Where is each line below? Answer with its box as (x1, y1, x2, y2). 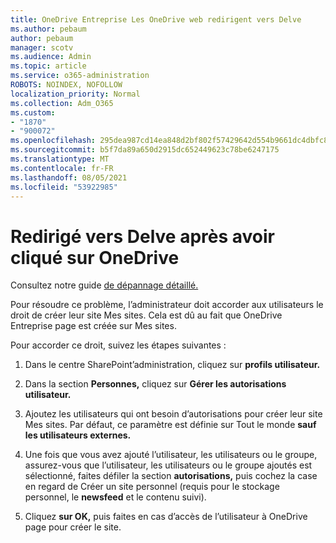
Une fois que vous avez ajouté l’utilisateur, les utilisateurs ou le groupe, (24, 449, 318, 461)
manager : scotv (10, 42, 74, 53)
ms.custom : (10, 107, 56, 118)
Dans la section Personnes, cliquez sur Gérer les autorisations (24, 378, 287, 390)
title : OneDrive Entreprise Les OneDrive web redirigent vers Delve (10, 14, 302, 25)
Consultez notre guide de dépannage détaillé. (10, 279, 199, 291)
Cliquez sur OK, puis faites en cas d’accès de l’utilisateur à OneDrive (24, 511, 308, 523)
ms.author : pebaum (10, 24, 87, 34)
